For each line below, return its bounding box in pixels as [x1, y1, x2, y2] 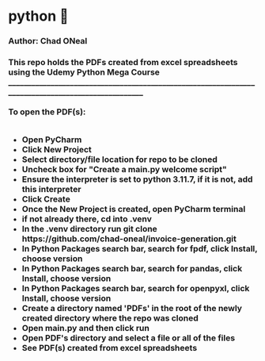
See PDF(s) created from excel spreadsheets [21, 343, 198, 354]
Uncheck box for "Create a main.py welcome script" [21, 164, 227, 175]
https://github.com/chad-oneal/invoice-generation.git [21, 233, 237, 244]
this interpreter [21, 184, 81, 195]
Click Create [21, 194, 71, 205]
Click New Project [21, 144, 93, 156]
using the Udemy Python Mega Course [8, 67, 161, 78]
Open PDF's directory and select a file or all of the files [21, 332, 236, 344]
